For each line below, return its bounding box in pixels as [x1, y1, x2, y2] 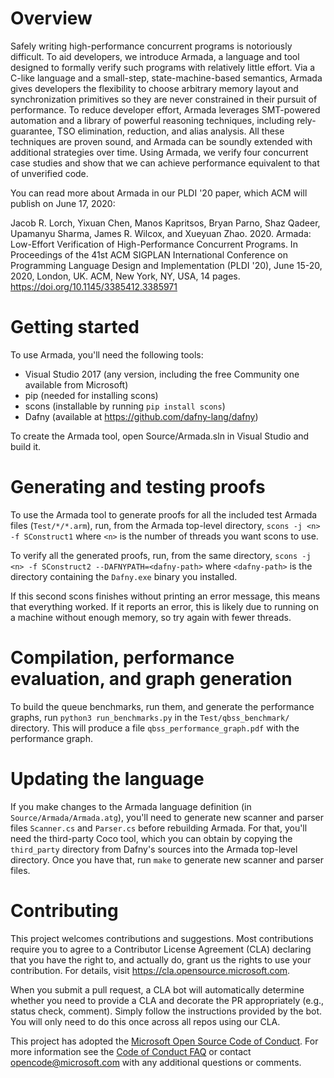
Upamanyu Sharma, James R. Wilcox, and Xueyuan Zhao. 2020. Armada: [10, 227, 312, 239]
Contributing [10, 899, 119, 922]
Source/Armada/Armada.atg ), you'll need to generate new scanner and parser [10, 811, 324, 823]
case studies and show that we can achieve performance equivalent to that [10, 157, 320, 169]
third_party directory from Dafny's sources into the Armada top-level [10, 843, 298, 855]
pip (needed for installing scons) [24, 389, 159, 401]
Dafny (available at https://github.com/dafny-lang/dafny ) [24, 410, 259, 422]
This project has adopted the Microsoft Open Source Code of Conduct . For [10, 1035, 319, 1047]
